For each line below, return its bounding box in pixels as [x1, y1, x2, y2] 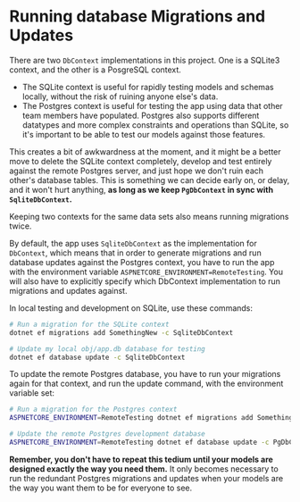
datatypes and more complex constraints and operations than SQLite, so [21, 119, 289, 130]
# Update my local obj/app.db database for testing [9, 344, 205, 354]
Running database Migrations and [9, 6, 266, 27]
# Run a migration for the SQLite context [9, 320, 170, 329]
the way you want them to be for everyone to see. [9, 482, 193, 493]
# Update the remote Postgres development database [9, 430, 205, 439]
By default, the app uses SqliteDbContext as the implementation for [9, 238, 257, 248]
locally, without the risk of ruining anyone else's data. [21, 91, 219, 102]
